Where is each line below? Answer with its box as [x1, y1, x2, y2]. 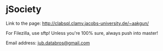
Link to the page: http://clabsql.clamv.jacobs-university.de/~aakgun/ [6, 20, 149, 26]
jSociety [6, 4, 42, 15]
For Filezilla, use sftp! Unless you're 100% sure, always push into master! [6, 30, 158, 36]
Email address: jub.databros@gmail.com [6, 39, 90, 46]
